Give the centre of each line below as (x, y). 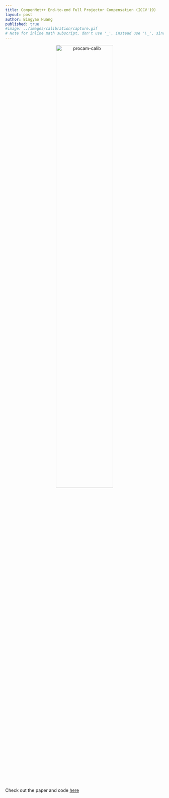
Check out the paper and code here (42, 790)
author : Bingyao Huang (29, 19)
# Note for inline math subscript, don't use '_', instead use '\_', (80, 33)
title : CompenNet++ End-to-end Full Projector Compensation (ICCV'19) (81, 10)
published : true (22, 24)
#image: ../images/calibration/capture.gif (52, 29)
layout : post (19, 15)
